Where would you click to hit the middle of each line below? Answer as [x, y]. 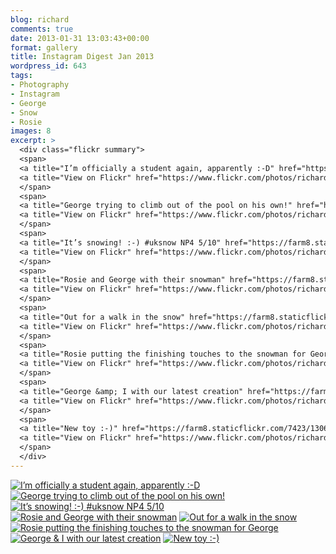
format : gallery [44, 47]
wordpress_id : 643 [48, 66]
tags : [21, 76]
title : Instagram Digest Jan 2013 [82, 57]
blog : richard [40, 19]
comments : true [42, 29]
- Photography [40, 85]
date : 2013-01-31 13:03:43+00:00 [80, 38]
